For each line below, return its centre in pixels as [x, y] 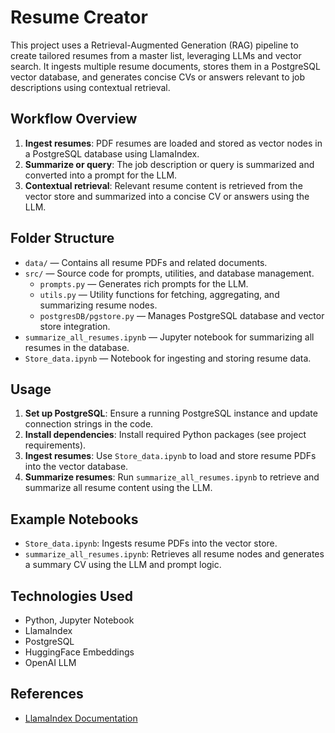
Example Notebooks [74, 519]
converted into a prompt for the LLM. [101, 175]
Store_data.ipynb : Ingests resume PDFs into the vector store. [151, 543]
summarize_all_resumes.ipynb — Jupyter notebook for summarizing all [169, 337]
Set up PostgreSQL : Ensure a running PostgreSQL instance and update [171, 413]
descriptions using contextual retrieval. [90, 87]
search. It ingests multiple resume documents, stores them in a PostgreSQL [165, 66]
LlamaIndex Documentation [81, 718]
